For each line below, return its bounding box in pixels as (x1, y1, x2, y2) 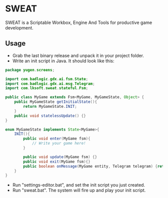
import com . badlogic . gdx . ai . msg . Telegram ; (5, 81, 95, 86)
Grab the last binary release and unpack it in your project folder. (12, 52, 144, 58)
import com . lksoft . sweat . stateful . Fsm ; (5, 86, 88, 91)
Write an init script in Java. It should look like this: (12, 58, 114, 64)
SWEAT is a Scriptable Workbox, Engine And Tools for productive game (5, 19, 152, 25)
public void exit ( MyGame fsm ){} (23, 159, 91, 164)
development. (5, 24, 33, 30)
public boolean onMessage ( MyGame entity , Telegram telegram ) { (23, 164, 157, 169)
